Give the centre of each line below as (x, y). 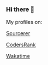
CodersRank (21, 45)
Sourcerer (18, 33)
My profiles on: (24, 22)
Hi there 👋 (20, 9)
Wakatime (18, 56)
